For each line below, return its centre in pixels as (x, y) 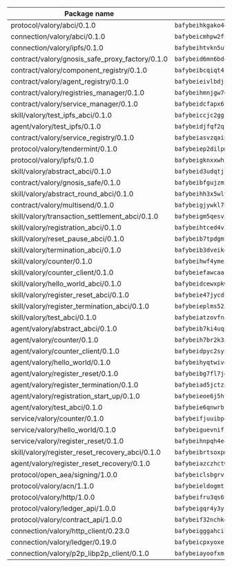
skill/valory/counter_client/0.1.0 (62, 272)
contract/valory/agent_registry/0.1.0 (70, 81)
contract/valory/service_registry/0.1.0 (72, 138)
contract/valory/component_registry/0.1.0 (79, 70)
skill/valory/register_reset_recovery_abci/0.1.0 (86, 452)
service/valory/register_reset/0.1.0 (67, 441)
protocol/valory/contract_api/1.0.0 (66, 520)
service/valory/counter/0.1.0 (57, 419)
